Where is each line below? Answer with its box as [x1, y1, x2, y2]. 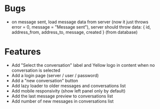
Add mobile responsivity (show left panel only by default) [11, 88, 126, 93]
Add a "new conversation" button [11, 78, 78, 83]
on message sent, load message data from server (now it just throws [11, 19, 148, 25]
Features [4, 47, 41, 57]
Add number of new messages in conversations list [11, 98, 114, 104]
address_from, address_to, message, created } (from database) [11, 29, 138, 35]
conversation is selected [11, 67, 61, 73]
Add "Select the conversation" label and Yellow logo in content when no [11, 62, 155, 68]
